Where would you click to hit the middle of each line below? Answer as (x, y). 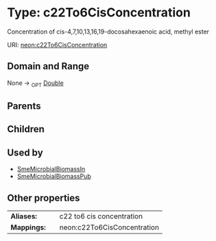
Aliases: (24, 216)
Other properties (44, 198)
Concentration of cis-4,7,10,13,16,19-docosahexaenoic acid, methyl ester (108, 31)
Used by (25, 152)
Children (26, 129)
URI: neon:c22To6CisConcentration (57, 45)
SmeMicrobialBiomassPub (54, 177)
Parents (24, 106)
